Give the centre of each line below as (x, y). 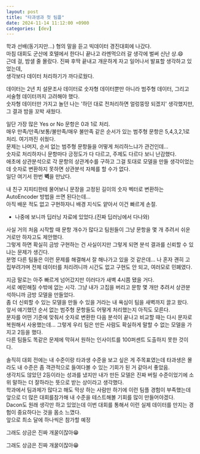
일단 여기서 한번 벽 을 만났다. (39, 177)
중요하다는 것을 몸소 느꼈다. (49, 412)
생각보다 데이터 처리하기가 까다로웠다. (50, 76)
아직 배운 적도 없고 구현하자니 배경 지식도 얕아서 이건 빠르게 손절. (82, 204)
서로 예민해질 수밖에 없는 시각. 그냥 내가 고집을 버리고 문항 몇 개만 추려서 (90, 287)
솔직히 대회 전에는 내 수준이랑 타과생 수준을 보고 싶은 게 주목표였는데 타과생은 (96, 360)
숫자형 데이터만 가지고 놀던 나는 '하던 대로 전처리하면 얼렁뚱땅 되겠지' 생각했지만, (100, 104)
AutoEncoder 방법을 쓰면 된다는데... (48, 197)
